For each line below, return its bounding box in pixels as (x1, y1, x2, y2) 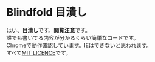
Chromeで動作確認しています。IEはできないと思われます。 (6, 42, 152, 49)
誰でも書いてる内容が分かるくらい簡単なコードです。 (6, 34, 139, 41)
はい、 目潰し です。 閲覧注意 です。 (6, 26, 91, 34)
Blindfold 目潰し (6, 5, 88, 19)
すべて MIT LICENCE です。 (6, 49, 71, 56)
